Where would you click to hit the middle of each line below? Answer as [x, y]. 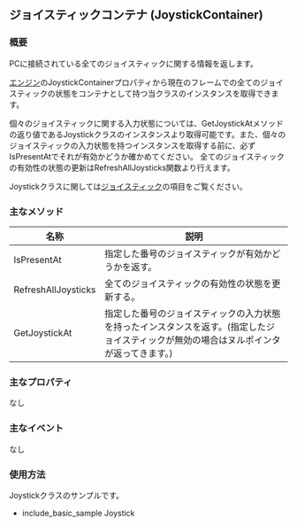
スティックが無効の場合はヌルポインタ [201, 340]
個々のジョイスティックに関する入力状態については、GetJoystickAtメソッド [147, 123]
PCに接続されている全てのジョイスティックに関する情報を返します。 [134, 63]
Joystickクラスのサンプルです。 [66, 495]
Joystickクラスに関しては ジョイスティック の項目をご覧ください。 [128, 186]
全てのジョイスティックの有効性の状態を [188, 283]
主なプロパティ [41, 382]
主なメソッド [37, 212]
